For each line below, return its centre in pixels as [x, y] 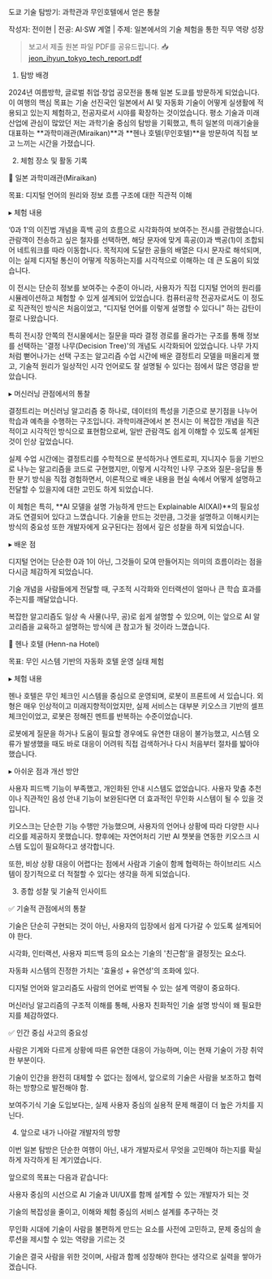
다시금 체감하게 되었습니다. [51, 572]
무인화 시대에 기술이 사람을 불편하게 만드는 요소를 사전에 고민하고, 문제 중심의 [131, 1229]
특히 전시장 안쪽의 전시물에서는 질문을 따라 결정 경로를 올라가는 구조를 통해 [127, 335]
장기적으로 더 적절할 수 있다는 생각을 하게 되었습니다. [107, 874]
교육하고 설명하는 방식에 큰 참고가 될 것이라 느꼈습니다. [123, 626]
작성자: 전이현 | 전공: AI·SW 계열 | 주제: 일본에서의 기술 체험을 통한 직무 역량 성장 [136, 29]
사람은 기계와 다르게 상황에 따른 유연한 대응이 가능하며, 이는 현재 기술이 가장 [129, 1050]
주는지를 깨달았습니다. [43, 599]
